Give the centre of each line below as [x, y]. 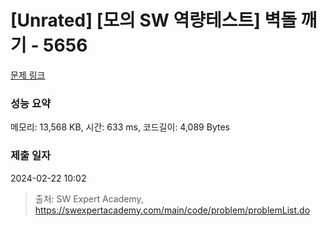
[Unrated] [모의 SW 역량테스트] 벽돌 [153, 20]
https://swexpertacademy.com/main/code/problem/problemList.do [172, 210]
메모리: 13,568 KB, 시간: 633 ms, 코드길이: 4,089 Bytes [120, 127]
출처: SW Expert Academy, [89, 198]
